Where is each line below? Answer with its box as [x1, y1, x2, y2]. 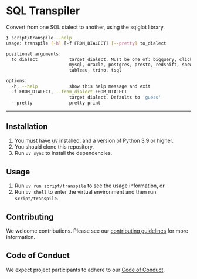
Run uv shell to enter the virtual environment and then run [14, 189, 157, 196]
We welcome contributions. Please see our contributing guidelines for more [6, 227, 189, 234]
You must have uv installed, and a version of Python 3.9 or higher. [14, 137, 174, 144]
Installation [6, 122, 48, 132]
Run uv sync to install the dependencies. [14, 150, 113, 157]
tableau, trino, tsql [69, 68, 122, 73]
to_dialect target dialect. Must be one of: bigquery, [11, 56, 177, 62]
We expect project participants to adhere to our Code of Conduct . [6, 266, 165, 273]
